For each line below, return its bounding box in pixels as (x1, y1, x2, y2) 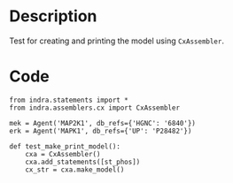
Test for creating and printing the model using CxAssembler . (9, 35, 224, 46)
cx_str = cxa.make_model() (25, 165, 125, 174)
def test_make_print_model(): (9, 141, 121, 151)
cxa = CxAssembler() (25, 149, 101, 158)
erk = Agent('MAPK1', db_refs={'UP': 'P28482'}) (9, 126, 192, 135)
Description (9, 6, 97, 27)
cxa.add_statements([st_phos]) (25, 157, 141, 166)
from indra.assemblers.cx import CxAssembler (9, 103, 180, 112)
